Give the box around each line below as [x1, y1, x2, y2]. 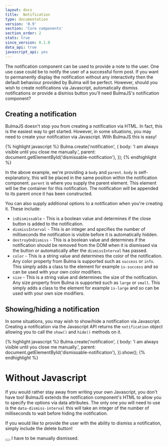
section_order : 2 [5, 31, 41, 36]
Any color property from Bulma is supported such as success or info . [12, 258, 155, 264]
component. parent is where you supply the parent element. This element [5, 180, 156, 186]
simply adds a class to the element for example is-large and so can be [12, 285, 159, 291]
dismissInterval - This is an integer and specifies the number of [12, 226, 146, 232]
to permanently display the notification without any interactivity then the [5, 74, 153, 80]
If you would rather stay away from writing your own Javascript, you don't [5, 389, 157, 395]
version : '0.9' [5, 21, 37, 27]
